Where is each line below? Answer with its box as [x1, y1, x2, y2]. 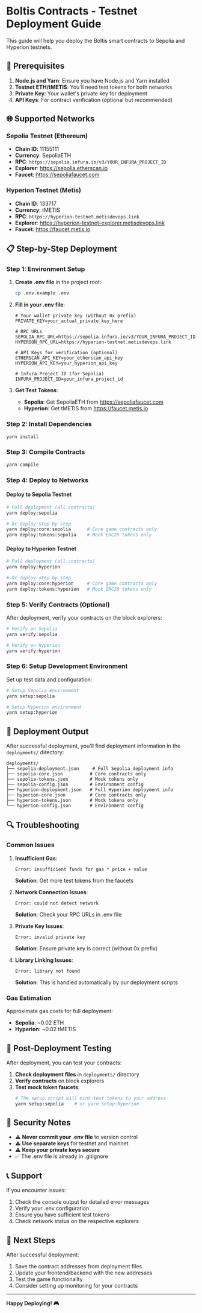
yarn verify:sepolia [6, 631, 58, 637]
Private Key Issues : [14, 922, 64, 930]
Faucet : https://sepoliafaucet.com [14, 171, 100, 179]
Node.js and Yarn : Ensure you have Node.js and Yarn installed [14, 77, 170, 84]
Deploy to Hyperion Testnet [6, 545, 77, 552]
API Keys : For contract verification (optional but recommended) [14, 96, 173, 103]
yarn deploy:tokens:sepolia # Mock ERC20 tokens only [6, 532, 152, 538]
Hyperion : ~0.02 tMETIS [14, 1026, 76, 1033]
